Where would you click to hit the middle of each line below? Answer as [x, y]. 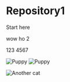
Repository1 [36, 11]
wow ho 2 [18, 38]
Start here [18, 27]
